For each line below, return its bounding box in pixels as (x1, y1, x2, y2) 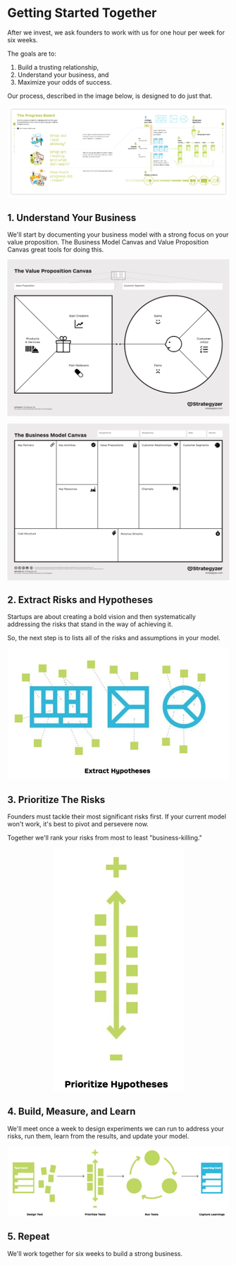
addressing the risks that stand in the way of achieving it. (7, 620, 173, 628)
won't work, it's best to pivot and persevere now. (7, 820, 149, 828)
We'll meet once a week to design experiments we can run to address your (7, 1124, 224, 1133)
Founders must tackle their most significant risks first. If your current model (7, 812, 227, 821)
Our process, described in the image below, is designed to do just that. (7, 92, 213, 100)
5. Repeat (7, 1230, 50, 1242)
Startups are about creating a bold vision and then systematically (7, 613, 196, 621)
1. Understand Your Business (7, 211, 137, 223)
